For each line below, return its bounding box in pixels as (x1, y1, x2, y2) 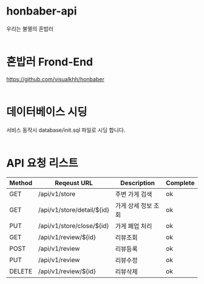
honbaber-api (6, 4, 77, 18)
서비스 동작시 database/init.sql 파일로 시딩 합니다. (6, 126, 126, 134)
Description (120, 178, 155, 187)
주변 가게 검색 (115, 190, 152, 198)
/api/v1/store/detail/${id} (38, 205, 109, 214)
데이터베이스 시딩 (6, 105, 87, 119)
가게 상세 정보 (115, 201, 152, 210)
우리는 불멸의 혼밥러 (6, 25, 53, 32)
